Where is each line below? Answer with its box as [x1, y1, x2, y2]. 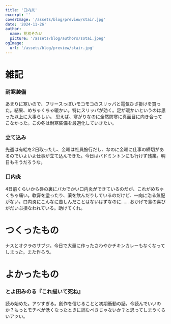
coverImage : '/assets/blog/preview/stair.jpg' [5, 17, 106, 22]
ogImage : [5, 41, 24, 46]
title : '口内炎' [5, 7, 38, 13]
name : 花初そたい [10, 31, 43, 36]
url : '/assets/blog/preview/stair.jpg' [10, 45, 95, 50]
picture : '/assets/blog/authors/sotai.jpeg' [10, 36, 106, 41]
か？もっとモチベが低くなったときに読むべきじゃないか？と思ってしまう [5, 307, 157, 313]
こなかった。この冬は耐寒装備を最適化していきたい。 [5, 120, 117, 126]
